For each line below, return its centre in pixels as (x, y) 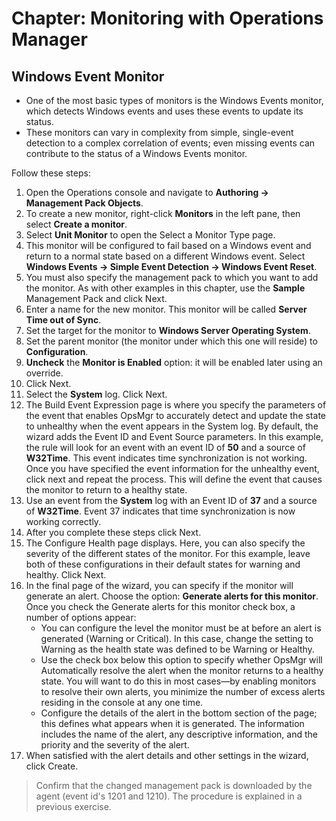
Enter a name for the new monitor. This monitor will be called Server (166, 309)
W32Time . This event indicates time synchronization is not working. (166, 458)
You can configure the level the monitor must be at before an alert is (181, 628)
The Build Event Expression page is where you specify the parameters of (176, 405)
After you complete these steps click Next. (113, 532)
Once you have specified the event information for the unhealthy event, (172, 468)
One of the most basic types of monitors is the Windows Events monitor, (174, 100)
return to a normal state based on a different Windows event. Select (165, 256)
